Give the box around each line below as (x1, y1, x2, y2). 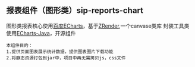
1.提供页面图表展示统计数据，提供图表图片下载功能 (6, 49, 114, 55)
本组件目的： (6, 42, 33, 48)
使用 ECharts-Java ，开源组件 (6, 29, 76, 36)
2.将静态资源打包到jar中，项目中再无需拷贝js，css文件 (6, 55, 126, 61)
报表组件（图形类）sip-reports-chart (6, 5, 144, 16)
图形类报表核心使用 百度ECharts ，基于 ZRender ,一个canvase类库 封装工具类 (6, 22, 190, 29)
